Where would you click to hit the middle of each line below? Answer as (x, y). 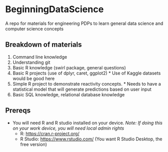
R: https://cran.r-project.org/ (50, 133)
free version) (33, 144)
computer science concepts (34, 28)
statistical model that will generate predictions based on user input (82, 89)
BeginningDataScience (54, 9)
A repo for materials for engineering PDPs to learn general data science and (84, 23)
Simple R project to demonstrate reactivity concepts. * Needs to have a (87, 84)
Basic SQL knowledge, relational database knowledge (69, 94)
